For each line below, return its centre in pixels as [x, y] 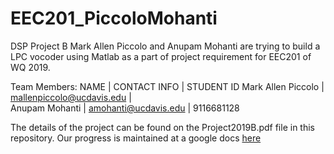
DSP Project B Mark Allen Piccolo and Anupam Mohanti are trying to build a [165, 46]
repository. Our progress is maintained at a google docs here [136, 138]
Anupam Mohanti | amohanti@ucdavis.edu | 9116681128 [125, 108]
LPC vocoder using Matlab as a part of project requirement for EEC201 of [161, 56]
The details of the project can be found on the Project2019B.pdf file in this [162, 127]
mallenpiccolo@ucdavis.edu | [71, 97]
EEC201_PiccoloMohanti [114, 18]
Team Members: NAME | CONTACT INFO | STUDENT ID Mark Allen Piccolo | [167, 86]
